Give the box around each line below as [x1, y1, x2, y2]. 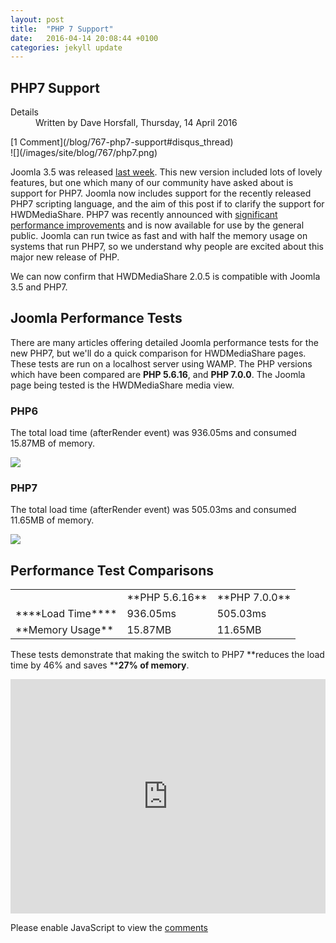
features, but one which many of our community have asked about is [10, 177, 294, 189]
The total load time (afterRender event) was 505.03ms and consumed [10, 504, 297, 516]
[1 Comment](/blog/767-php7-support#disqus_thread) [10, 136, 234, 148]
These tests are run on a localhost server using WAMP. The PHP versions [10, 357, 313, 370]
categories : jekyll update [10, 42, 123, 53]
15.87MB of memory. [10, 437, 96, 450]
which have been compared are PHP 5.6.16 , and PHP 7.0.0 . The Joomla [10, 368, 306, 380]
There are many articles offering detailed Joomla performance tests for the [10, 336, 319, 348]
